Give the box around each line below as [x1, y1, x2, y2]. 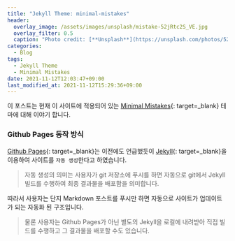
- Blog [13, 50, 33, 57]
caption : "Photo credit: [13, 36, 86, 43]
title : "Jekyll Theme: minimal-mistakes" [7, 10, 130, 17]
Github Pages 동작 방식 [7, 130, 84, 140]
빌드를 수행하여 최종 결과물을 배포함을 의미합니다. [24, 179, 159, 187]
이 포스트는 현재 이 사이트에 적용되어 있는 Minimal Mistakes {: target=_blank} [7, 102, 220, 110]
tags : [7, 56, 23, 63]
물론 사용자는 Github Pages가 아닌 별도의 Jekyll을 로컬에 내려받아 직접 [24, 217, 218, 226]
